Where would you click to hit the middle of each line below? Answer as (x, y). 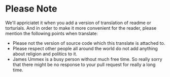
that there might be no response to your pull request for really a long (84, 64)
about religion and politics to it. (45, 54)
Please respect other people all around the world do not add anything (85, 48)
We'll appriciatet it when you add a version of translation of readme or (78, 23)
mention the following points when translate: (52, 33)
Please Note (31, 9)
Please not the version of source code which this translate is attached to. (89, 43)
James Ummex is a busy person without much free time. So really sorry (87, 59)
